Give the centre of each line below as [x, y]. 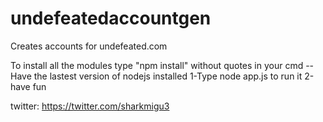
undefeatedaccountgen [111, 18]
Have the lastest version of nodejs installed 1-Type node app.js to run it [156, 76]
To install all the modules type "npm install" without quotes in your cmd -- [162, 65]
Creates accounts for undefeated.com [89, 46]
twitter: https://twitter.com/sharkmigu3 [90, 106]
